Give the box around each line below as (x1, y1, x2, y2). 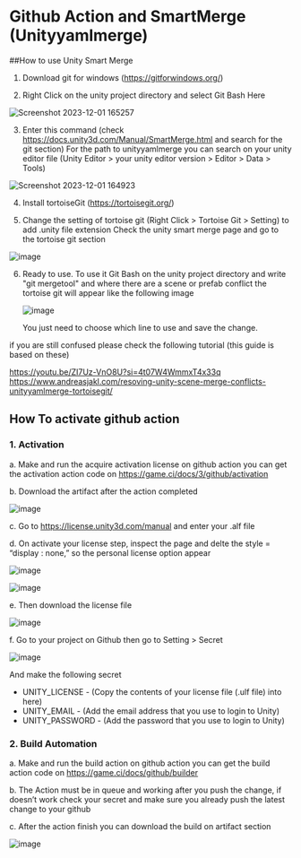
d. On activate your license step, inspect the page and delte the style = (9, 538, 271, 549)
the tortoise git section (21, 233, 106, 244)
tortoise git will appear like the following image (21, 287, 194, 298)
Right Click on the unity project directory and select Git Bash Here (21, 90, 266, 100)
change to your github (9, 803, 91, 814)
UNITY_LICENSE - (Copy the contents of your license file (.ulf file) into (21, 686, 282, 697)
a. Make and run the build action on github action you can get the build (9, 758, 271, 768)
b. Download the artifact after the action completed (9, 486, 199, 497)
